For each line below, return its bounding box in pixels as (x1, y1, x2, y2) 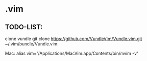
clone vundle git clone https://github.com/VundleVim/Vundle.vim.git (5, 36, 142, 41)
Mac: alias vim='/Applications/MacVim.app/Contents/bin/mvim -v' (5, 50, 138, 56)
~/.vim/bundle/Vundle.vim (5, 41, 58, 47)
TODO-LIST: (5, 23, 43, 31)
